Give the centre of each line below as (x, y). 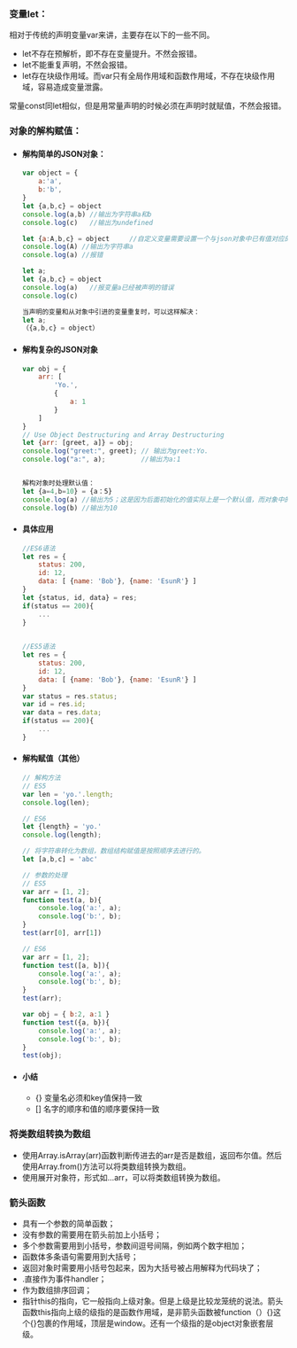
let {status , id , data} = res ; (80, 597)
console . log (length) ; (62, 835)
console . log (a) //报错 (62, 255)
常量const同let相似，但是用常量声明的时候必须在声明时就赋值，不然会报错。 (148, 106)
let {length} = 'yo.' (62, 827)
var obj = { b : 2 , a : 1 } (66, 1015)
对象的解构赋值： (46, 131)
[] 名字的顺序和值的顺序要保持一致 (97, 1109)
